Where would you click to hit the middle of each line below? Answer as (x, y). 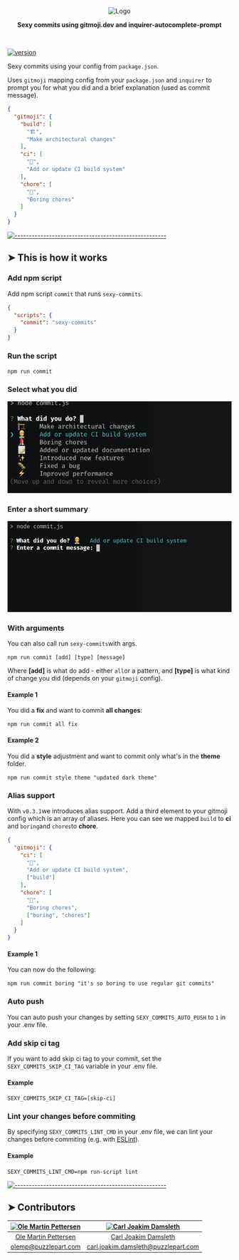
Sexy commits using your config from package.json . (83, 66)
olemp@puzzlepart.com (46, 1246)
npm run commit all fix (43, 724)
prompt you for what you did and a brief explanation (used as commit (109, 88)
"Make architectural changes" (71, 139)
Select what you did (42, 390)
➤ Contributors (42, 1208)
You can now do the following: (52, 970)
